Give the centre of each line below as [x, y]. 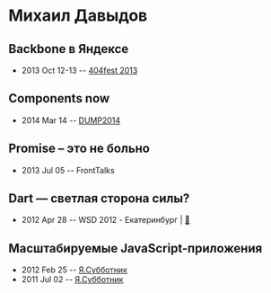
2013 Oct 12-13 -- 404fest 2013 [79, 70]
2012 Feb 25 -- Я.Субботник [74, 270]
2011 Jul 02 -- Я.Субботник [72, 280]
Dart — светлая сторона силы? [99, 199]
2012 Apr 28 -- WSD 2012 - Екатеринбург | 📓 [105, 220]
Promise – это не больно [79, 149]
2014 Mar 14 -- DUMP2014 [71, 120]
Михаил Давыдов [78, 16]
